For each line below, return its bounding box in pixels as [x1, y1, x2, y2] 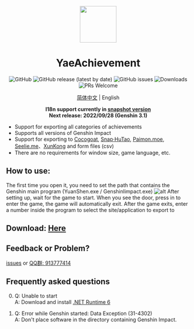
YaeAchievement [56, 57, 141, 70]
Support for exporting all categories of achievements [14, 123, 142, 130]
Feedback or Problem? [6, 243, 90, 253]
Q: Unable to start [14, 292, 57, 299]
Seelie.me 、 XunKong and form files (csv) [14, 143, 114, 150]
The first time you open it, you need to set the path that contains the [6, 181, 170, 189]
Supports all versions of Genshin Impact [14, 129, 112, 136]
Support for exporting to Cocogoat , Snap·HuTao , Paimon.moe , [14, 136, 165, 143]
